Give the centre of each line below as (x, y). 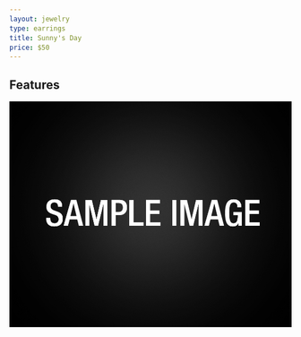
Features (34, 85)
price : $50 (30, 48)
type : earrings (38, 28)
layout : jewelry (39, 19)
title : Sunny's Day (46, 38)
